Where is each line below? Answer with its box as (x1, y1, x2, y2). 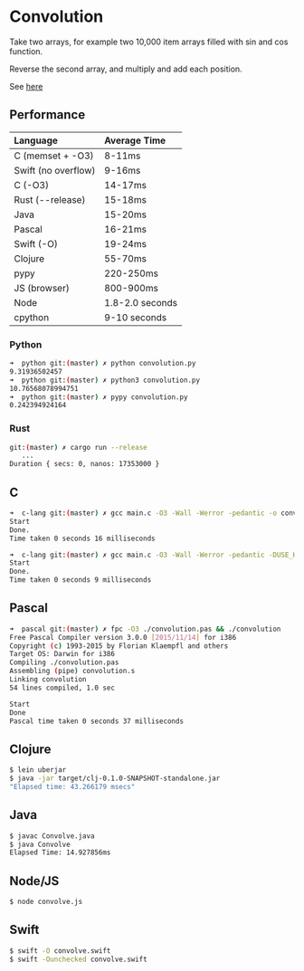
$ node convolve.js (9, 898, 83, 907)
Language (14, 134, 59, 147)
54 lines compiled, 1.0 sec (9, 683, 116, 692)
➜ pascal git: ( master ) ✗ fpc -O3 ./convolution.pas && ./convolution (9, 624, 281, 633)
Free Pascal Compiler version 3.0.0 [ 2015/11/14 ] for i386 (9, 633, 237, 642)
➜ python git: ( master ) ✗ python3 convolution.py (9, 376, 201, 385)
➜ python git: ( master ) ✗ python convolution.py (9, 359, 196, 368)
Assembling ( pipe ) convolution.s (9, 667, 136, 676)
